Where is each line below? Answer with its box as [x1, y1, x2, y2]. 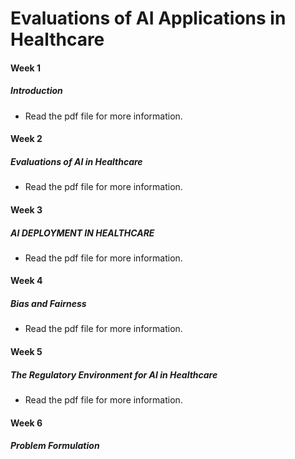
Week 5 [10, 346, 43, 358]
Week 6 [10, 417, 43, 429]
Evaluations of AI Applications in [10, 7, 287, 30]
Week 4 [10, 275, 43, 287]
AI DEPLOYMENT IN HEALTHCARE [10, 227, 155, 239]
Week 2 [10, 133, 43, 145]
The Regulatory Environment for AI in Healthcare [10, 368, 218, 381]
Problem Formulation [10, 440, 100, 452]
